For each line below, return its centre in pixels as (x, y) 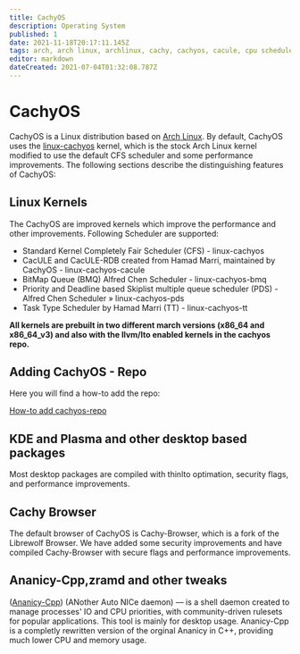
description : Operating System (67, 26)
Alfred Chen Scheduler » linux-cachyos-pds (103, 298)
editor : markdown (42, 59)
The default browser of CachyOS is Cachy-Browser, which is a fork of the (144, 533)
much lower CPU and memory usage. (78, 640)
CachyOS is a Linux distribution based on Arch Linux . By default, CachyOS (146, 136)
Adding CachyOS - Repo (78, 372)
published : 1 (33, 34)
